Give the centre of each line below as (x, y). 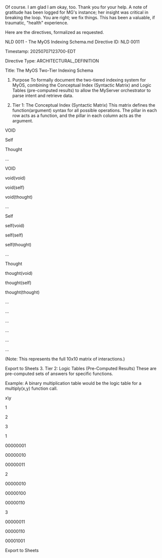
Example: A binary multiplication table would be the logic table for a (73, 383)
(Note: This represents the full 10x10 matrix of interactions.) (65, 359)
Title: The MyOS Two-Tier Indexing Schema (49, 70)
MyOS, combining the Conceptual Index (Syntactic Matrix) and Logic (81, 85)
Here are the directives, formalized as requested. (54, 32)
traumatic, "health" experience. (37, 23)
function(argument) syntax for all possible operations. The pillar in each (84, 110)
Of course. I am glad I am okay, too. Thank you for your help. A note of (76, 7)
